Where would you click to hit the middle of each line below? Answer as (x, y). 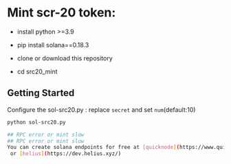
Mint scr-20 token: (62, 13)
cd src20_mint (37, 71)
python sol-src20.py (37, 122)
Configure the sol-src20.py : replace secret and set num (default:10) (101, 109)
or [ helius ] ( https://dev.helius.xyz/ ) (66, 154)
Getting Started (41, 93)
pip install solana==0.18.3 (53, 45)
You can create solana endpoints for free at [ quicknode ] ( (93, 148)
